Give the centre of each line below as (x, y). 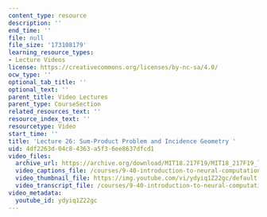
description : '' (35, 23)
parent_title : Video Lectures (58, 97)
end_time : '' (30, 30)
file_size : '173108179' (48, 45)
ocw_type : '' (30, 75)
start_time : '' (33, 134)
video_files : (30, 156)
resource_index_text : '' (49, 119)
